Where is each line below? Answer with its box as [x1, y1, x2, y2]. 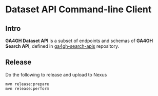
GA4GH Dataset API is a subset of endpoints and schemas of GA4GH [5, 37, 153, 44]
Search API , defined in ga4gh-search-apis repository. [5, 43, 120, 49]
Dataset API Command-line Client [5, 4, 152, 15]
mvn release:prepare [5, 81, 50, 87]
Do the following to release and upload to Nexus [5, 71, 107, 78]
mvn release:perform [5, 86, 50, 91]
